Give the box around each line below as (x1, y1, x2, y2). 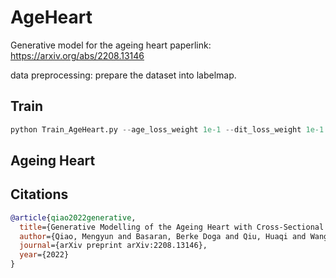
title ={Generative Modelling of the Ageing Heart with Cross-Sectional (19, 222, 325, 232)
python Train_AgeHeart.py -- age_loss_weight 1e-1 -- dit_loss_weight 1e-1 (10, 124, 325, 135)
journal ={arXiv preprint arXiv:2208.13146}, (19, 241, 208, 251)
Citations (10, 186, 69, 203)
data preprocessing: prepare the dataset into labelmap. (10, 69, 237, 81)
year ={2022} (19, 250, 70, 260)
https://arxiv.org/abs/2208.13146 (10, 49, 145, 61)
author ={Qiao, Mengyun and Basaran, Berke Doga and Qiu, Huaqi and (19, 231, 307, 241)
